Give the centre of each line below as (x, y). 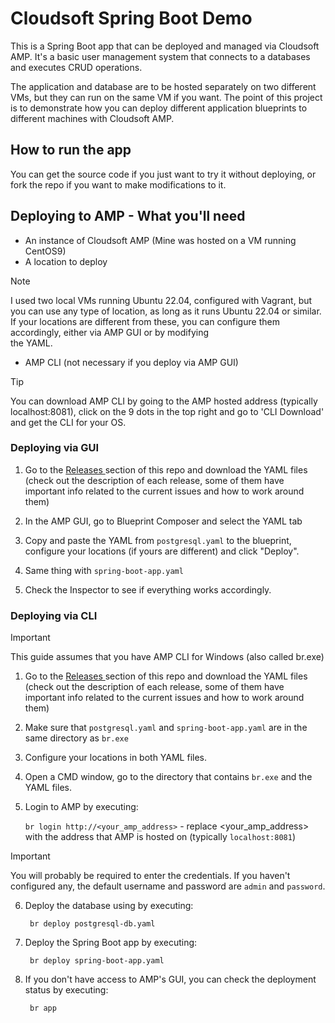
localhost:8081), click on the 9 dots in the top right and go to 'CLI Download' (167, 411)
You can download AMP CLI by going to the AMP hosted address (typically (164, 401)
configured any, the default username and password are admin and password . (168, 886)
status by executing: (66, 990)
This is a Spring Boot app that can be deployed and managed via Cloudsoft (165, 46)
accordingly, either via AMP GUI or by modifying (110, 332)
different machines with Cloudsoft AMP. (92, 118)
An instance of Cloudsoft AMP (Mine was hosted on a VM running (160, 240)
